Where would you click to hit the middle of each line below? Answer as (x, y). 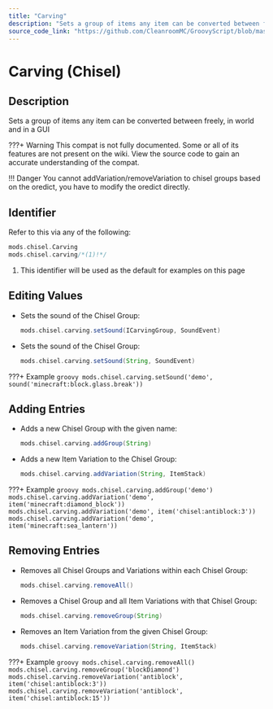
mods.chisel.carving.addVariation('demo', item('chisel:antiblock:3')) (132, 512)
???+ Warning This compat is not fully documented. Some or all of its (124, 145)
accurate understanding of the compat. (74, 163)
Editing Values (46, 296)
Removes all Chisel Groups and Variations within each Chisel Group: (134, 570)
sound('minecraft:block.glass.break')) (76, 384)
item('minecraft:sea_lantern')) (63, 526)
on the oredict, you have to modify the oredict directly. (100, 187)
